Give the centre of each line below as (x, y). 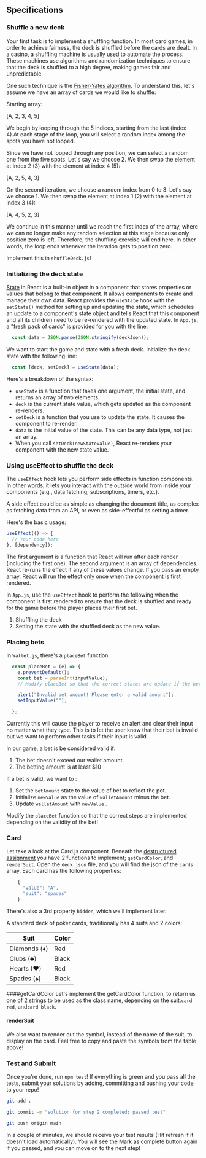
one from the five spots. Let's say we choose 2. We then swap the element (101, 159)
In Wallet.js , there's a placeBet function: (58, 655)
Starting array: (25, 104)
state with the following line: (42, 356)
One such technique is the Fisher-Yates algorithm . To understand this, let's (101, 85)
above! (15, 1047)
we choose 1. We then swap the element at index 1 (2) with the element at (99, 196)
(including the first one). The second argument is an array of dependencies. (102, 563)
